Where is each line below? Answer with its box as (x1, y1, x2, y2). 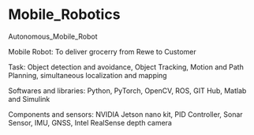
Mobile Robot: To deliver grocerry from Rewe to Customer (8, 47, 196, 56)
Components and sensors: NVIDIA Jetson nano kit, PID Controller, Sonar (8, 109, 243, 119)
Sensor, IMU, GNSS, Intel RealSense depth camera (8, 118, 172, 127)
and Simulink (8, 94, 50, 103)
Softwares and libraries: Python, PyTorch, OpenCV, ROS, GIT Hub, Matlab (8, 85, 247, 96)
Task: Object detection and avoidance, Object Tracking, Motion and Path (8, 62, 245, 72)
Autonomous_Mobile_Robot (8, 32, 98, 41)
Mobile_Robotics (8, 6, 121, 24)
